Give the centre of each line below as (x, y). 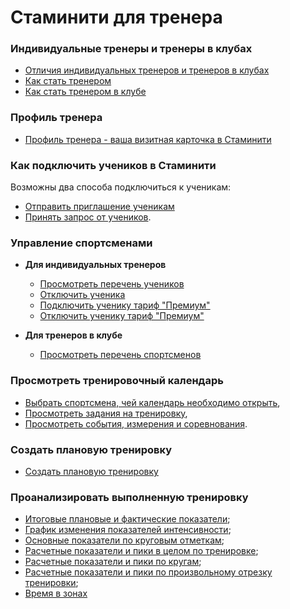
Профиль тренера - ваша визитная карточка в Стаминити (148, 139)
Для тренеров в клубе (73, 335)
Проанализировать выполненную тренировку (129, 497)
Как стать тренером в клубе (85, 92)
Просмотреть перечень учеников (112, 284)
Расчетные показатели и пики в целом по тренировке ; (141, 551)
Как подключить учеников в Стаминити (113, 165)
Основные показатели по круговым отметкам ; (124, 540)
